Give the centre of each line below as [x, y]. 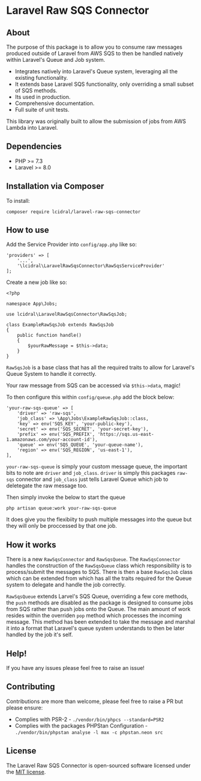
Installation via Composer [55, 186]
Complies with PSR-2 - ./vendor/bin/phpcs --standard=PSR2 [89, 719]
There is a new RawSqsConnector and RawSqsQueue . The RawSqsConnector [94, 559]
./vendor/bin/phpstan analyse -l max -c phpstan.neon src [89, 732]
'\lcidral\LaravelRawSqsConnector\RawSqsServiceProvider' [91, 266]
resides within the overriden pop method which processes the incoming [94, 615]
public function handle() [49, 336]
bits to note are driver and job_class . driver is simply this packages [91, 473]
